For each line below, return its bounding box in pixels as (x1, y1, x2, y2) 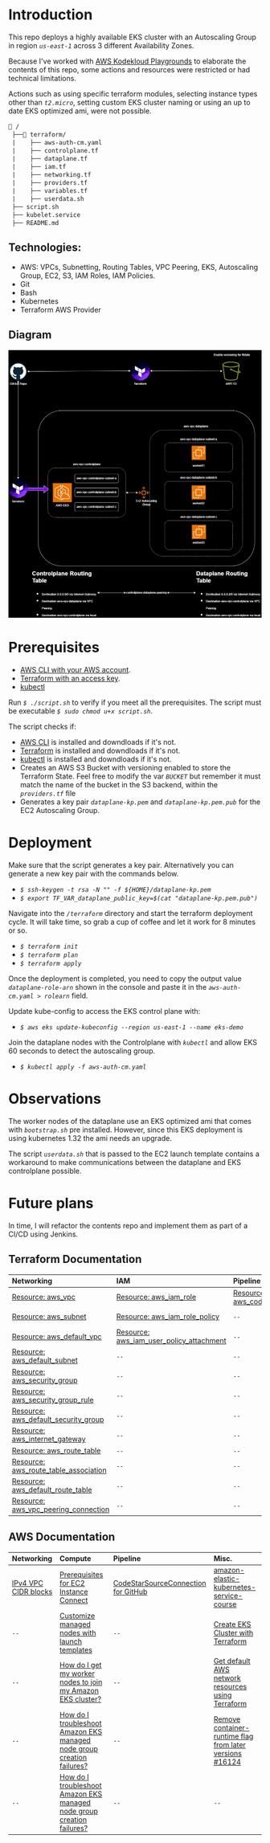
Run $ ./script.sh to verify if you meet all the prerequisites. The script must (8, 697, 262, 708)
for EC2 (59, 1578, 86, 1588)
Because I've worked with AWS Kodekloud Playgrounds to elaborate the (8, 56, 247, 66)
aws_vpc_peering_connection (11, 1505, 110, 1514)
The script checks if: (8, 721, 76, 732)
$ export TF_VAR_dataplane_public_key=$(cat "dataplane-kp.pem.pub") (19, 894, 259, 903)
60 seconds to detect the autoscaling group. (8, 1046, 155, 1056)
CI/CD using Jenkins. (8, 1229, 79, 1239)
